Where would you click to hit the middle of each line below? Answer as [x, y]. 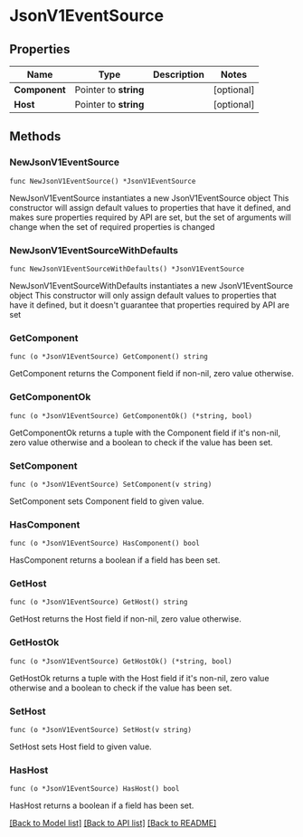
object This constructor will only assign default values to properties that [143, 295]
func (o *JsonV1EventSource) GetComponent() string [109, 357]
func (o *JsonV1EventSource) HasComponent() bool [105, 544]
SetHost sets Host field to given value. [80, 747]
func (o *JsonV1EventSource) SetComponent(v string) [111, 484]
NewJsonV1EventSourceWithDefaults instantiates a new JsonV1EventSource [151, 285]
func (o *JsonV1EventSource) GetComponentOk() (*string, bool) [131, 416]
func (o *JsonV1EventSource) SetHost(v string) [101, 730]
